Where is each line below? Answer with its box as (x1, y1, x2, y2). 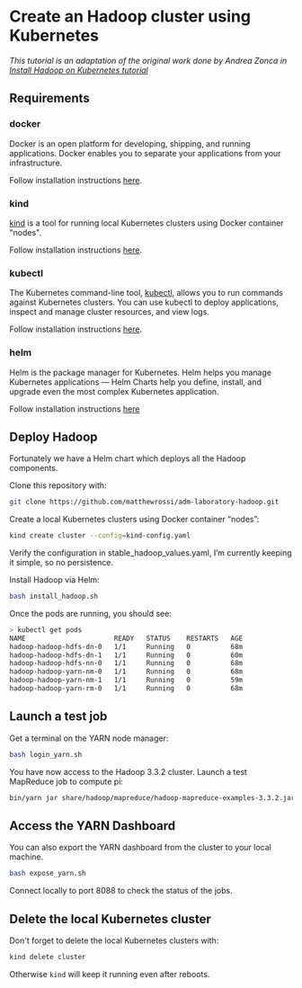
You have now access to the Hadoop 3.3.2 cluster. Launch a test (9, 766, 247, 777)
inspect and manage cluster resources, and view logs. (9, 307, 209, 317)
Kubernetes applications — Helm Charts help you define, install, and (9, 376, 262, 387)
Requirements (9, 91, 90, 106)
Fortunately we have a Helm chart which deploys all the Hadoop (9, 453, 246, 464)
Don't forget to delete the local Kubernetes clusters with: (9, 935, 219, 946)
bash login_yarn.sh (9, 750, 83, 759)
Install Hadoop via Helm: (9, 574, 101, 585)
